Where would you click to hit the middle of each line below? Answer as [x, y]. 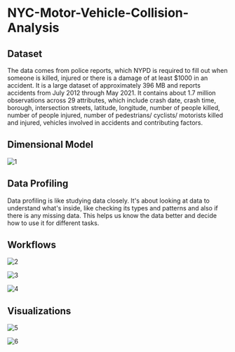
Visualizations [39, 311]
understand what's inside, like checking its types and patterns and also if [113, 208]
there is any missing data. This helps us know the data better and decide [112, 215]
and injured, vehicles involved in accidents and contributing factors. [105, 123]
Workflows [32, 245]
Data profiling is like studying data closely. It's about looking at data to [109, 201]
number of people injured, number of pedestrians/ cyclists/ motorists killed [115, 115]
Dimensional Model [50, 145]
